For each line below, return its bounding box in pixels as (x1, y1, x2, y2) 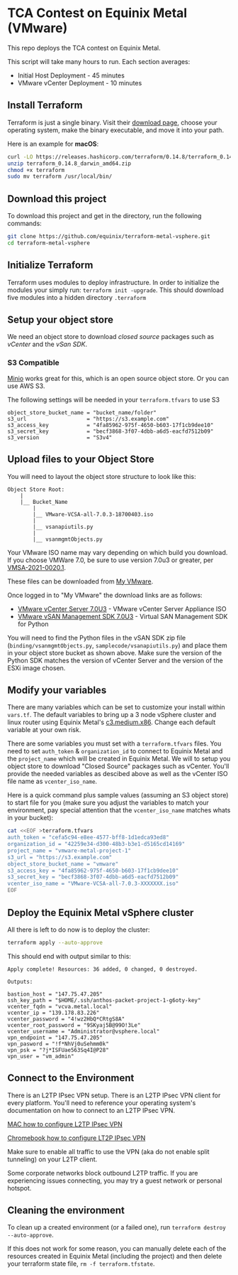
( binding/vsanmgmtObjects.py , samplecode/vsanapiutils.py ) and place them (7, 641, 228, 650)
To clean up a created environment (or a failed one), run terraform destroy (7, 1223, 227, 1232)
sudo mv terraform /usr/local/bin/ (7, 173, 113, 181)
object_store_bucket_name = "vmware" (7, 860, 119, 868)
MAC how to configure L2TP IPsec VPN (7, 1119, 123, 1128)
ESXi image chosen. (7, 663, 66, 672)
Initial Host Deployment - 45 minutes (17, 71, 125, 80)
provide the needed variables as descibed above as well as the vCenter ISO (7, 770, 228, 778)
